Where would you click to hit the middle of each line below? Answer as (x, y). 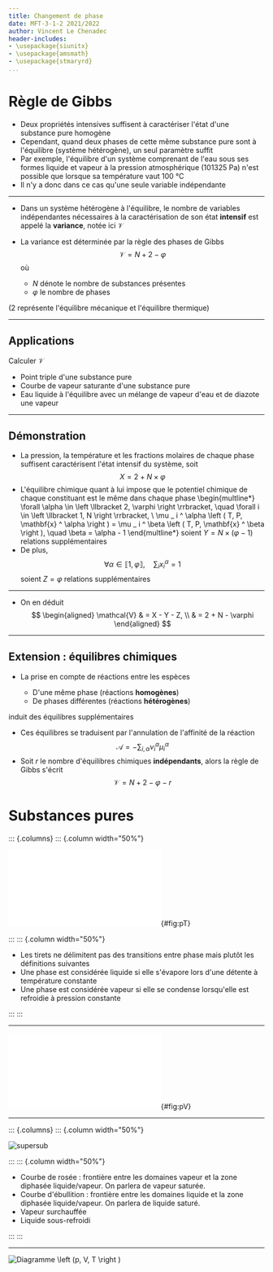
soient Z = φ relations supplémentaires (85, 579)
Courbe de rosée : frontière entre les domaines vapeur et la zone (129, 1178)
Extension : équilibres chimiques (93, 657)
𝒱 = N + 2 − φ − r (143, 783)
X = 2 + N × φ (142, 477)
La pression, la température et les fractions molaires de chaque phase (137, 456)
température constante (58, 981)
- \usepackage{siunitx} (49, 46)
